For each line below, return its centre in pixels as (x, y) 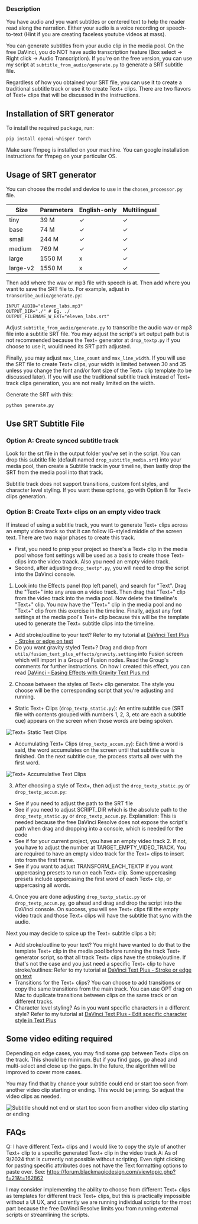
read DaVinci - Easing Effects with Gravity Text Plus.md (82, 672)
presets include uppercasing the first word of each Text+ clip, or (93, 879)
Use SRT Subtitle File (45, 424)
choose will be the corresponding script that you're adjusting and (94, 690)
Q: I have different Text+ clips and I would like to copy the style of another (96, 1147)
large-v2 (22, 268)
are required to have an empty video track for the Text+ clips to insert (99, 853)
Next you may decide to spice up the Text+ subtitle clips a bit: (81, 933)
